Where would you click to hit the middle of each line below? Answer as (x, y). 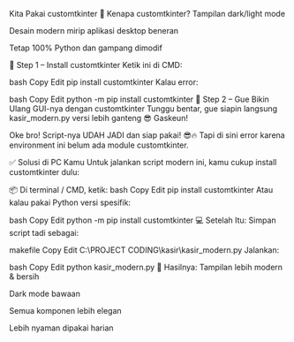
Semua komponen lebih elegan (65, 311)
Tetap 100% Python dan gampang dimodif (86, 48)
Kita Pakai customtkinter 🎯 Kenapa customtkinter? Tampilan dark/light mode (147, 14)
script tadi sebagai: (44, 233)
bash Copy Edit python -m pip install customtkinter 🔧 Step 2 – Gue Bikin (139, 99)
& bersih (24, 277)
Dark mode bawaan (45, 293)
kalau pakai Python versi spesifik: (70, 202)
